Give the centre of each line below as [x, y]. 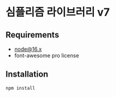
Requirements [32, 34]
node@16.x [28, 49]
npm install [20, 88]
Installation [27, 75]
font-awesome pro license [47, 55]
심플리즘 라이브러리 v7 [58, 12]
